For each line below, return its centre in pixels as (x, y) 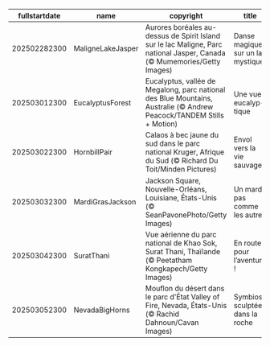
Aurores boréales (174, 27)
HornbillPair (93, 152)
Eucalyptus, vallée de (180, 81)
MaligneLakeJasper (106, 48)
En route (247, 243)
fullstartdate (39, 15)
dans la (245, 314)
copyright (186, 15)
